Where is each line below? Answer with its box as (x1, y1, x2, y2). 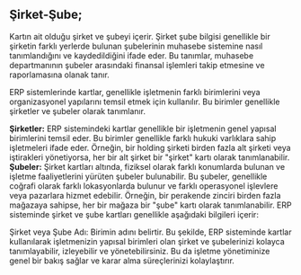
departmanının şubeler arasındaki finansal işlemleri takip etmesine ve (9, 59, 265, 70)
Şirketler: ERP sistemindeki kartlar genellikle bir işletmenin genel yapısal (9, 123, 277, 134)
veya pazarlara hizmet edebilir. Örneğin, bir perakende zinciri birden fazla (9, 190, 281, 200)
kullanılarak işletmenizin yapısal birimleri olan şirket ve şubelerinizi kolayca (9, 235, 285, 246)
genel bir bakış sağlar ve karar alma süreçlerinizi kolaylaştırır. (9, 255, 235, 266)
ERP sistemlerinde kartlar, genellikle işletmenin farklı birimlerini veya (9, 86, 261, 97)
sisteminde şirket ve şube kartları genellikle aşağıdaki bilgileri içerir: (9, 208, 259, 219)
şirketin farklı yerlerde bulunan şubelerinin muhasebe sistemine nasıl (9, 40, 263, 51)
